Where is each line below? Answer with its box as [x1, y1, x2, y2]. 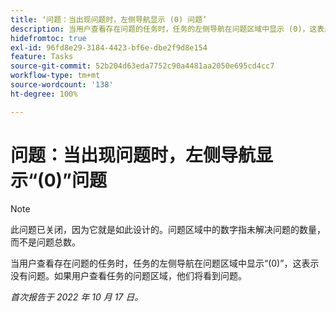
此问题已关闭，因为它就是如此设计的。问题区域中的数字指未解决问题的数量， [10, 223, 326, 235]
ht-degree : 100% [10, 89, 78, 99]
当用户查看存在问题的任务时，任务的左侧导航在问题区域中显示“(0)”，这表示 [10, 257, 320, 269]
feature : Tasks [10, 52, 74, 62]
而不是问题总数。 [10, 236, 81, 248]
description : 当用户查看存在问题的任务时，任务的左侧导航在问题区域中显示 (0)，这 [10, 24, 318, 34]
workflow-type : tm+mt [10, 71, 101, 81]
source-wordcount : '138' [10, 80, 114, 90]
